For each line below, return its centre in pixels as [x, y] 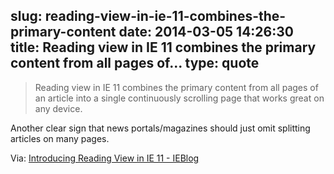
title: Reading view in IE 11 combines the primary [163, 47]
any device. [58, 108]
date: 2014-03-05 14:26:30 [206, 32]
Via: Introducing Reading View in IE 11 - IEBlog [105, 158]
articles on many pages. [60, 138]
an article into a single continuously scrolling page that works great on [179, 98]
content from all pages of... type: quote [135, 63]
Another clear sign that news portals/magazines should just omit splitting [160, 128]
